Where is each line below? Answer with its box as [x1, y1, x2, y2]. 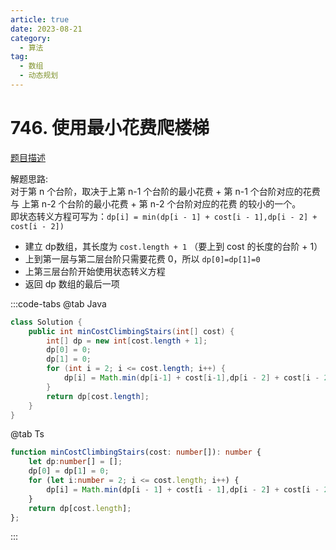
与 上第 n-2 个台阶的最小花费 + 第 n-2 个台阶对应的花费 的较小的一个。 [10, 197, 302, 210]
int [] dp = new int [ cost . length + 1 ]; [46, 336, 208, 346]
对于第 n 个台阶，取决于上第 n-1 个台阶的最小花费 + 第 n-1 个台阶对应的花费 [10, 185, 321, 197]
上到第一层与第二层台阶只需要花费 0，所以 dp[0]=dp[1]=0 [24, 252, 261, 265]
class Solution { [10, 317, 83, 327]
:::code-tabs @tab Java [10, 297, 107, 310]
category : [10, 33, 52, 43]
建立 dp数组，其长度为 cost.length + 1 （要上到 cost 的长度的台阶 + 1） [24, 240, 323, 252]
